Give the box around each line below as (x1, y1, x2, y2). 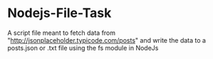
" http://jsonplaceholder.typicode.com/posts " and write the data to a (7, 36, 207, 44)
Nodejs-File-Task (7, 5, 112, 21)
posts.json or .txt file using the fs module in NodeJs (7, 43, 159, 52)
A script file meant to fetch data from (7, 28, 116, 37)
